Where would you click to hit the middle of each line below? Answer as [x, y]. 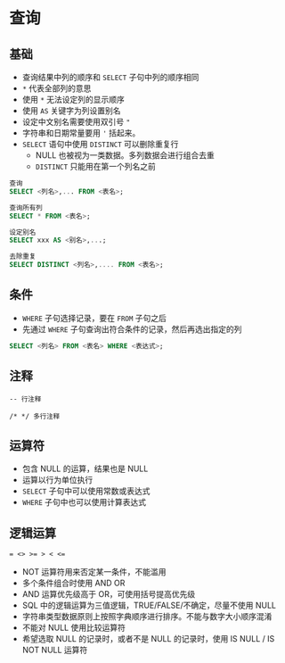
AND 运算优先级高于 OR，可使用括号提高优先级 [109, 594]
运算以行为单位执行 [57, 480]
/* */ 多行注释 [35, 416]
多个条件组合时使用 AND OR [73, 583]
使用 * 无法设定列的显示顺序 [73, 99]
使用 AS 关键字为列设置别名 [71, 111]
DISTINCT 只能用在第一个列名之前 [95, 166]
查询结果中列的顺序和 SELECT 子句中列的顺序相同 [110, 77]
